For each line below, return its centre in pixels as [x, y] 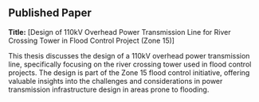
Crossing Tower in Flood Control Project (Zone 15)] [92, 40]
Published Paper [50, 13]
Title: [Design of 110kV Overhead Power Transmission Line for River [120, 32]
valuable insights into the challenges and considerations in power [116, 81]
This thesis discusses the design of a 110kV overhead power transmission [129, 55]
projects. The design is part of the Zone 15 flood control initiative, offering [129, 72]
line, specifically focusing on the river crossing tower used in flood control [130, 64]
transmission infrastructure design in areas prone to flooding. [109, 89]
